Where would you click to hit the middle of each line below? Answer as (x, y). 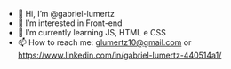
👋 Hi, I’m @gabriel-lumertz (66, 14)
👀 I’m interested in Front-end (70, 23)
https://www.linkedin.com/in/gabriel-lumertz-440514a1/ (119, 55)
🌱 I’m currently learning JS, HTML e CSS (92, 32)
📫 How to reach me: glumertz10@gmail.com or (104, 42)
